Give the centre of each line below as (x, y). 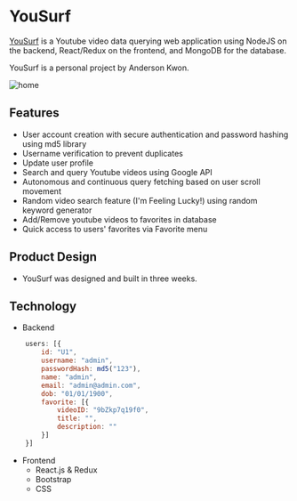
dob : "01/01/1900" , (77, 393)
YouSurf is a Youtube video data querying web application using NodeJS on (148, 41)
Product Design (53, 257)
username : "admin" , (77, 361)
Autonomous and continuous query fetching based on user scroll (141, 182)
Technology (43, 306)
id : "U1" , (59, 352)
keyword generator (57, 210)
